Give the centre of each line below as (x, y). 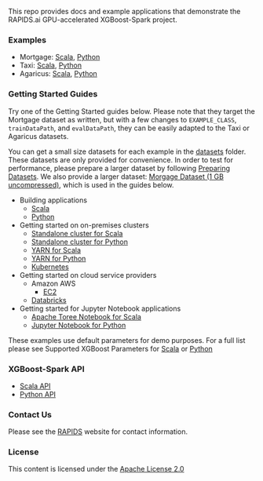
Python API (38, 394)
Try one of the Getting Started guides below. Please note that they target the (131, 111)
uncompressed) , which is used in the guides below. (91, 184)
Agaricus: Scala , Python (58, 74)
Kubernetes (50, 267)
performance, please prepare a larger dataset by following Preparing (119, 168)
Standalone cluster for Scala (77, 233)
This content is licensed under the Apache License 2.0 (96, 469)
